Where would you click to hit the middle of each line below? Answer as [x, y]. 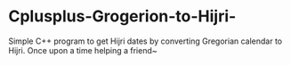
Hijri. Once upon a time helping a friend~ [83, 50]
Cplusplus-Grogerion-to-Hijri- [122, 16]
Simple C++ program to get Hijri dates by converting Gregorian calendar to [145, 41]
